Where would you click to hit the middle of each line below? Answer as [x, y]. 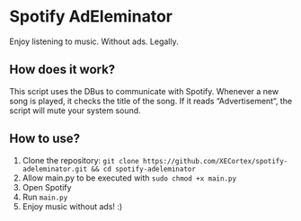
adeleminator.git [55, 169]
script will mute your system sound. [75, 110]
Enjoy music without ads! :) [72, 206]
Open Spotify [47, 187]
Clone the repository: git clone [80, 160]
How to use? [45, 139]
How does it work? [62, 70]
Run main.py [45, 197]
